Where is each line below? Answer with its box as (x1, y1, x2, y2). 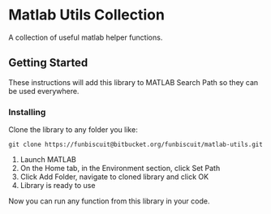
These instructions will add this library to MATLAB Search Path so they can (8, 77, 259, 87)
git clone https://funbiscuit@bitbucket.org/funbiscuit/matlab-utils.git (8, 140, 264, 149)
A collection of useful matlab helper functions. (8, 32, 163, 42)
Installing (8, 106, 46, 118)
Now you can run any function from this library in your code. (8, 196, 210, 206)
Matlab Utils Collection (8, 6, 165, 24)
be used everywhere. (8, 86, 80, 96)
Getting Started (8, 56, 88, 70)
